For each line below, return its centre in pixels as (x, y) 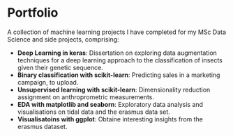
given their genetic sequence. (60, 67)
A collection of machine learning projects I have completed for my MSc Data (117, 32)
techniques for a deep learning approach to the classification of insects (120, 60)
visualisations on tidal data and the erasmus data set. (93, 112)
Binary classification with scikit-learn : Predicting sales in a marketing (119, 75)
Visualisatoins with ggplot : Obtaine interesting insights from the (110, 119)
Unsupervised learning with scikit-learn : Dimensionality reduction (114, 90)
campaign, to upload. (48, 82)
